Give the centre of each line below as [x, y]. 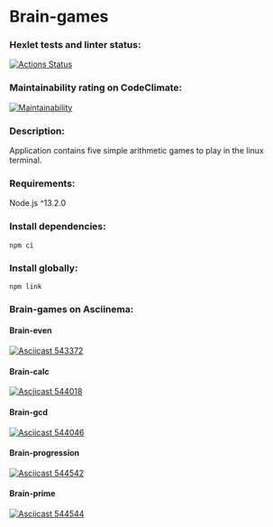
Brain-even [31, 330]
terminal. [26, 161]
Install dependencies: [58, 227]
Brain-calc [29, 371]
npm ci [22, 245]
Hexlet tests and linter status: [75, 45]
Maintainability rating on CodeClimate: [96, 88]
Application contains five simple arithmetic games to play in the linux [136, 151]
